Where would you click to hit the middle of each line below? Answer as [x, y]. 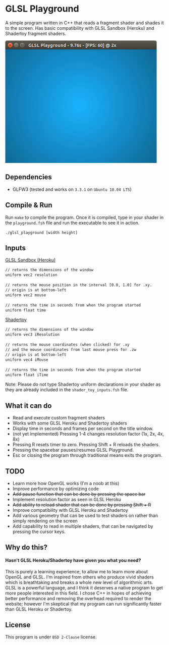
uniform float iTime [27, 375]
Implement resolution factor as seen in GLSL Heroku [67, 499]
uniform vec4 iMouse [27, 360]
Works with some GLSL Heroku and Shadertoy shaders [70, 423]
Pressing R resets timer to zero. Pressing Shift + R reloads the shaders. [86, 445]
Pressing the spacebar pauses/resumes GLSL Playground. [73, 450]
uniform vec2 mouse [26, 295]
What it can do [29, 406]
